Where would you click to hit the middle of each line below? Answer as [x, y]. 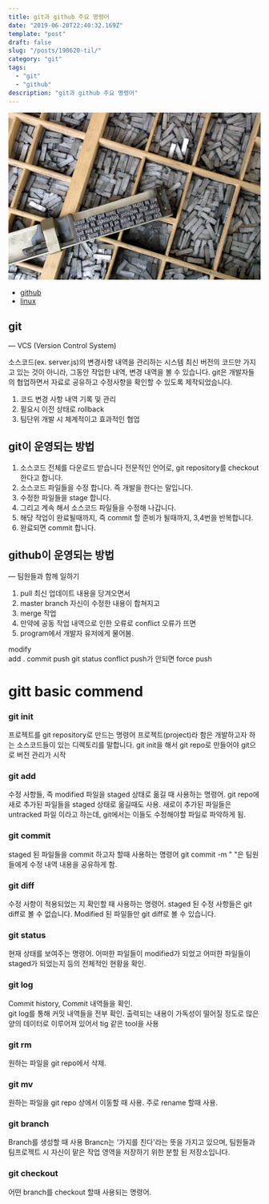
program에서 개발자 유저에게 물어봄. [77, 633]
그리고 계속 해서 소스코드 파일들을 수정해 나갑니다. [98, 508]
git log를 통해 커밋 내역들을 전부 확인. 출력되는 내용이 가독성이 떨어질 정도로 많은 [134, 1013]
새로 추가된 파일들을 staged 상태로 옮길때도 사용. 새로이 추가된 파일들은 [120, 805]
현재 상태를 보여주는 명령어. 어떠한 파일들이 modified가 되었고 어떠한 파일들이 [129, 953]
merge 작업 [38, 613]
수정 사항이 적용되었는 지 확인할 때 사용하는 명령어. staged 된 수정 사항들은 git [130, 904]
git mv [21, 1084]
